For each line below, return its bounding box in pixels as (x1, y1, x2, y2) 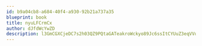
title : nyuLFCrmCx (6, 20, 52, 26)
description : (6, 31, 39, 37)
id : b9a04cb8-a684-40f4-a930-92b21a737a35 (6, 8, 114, 15)
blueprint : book (6, 14, 47, 20)
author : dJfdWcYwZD (6, 25, 55, 32)
